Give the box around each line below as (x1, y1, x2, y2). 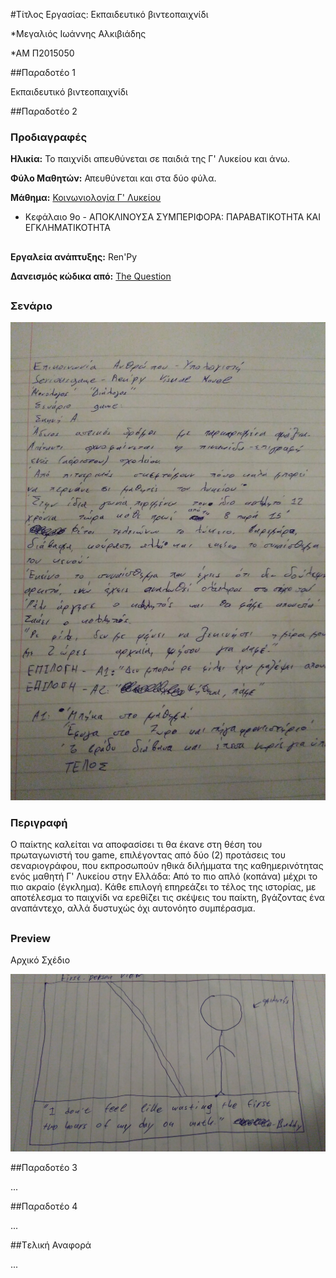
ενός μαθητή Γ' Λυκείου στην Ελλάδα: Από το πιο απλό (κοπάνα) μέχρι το (10, 870, 318, 883)
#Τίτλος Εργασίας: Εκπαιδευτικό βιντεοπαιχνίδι (10, 9, 209, 20)
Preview (10, 931, 51, 945)
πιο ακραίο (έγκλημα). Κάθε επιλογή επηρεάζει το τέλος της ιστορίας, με (10, 881, 317, 893)
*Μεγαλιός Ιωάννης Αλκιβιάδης (10, 28, 147, 39)
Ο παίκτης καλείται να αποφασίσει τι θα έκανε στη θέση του (10, 839, 263, 851)
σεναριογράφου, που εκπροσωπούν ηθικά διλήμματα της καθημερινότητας (10, 860, 324, 872)
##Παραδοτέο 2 (10, 105, 78, 117)
